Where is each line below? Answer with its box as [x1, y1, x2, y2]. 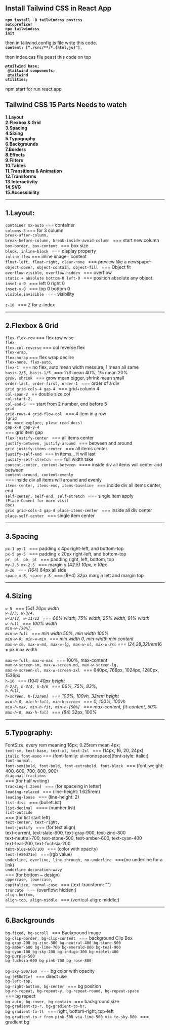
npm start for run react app [5, 86, 62, 92]
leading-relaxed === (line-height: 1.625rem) [5, 788, 100, 795]
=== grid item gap [5, 429, 43, 435]
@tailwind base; [5, 63, 39, 69]
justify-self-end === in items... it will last [5, 451, 96, 457]
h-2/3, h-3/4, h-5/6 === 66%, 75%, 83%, [5, 683, 98, 689]
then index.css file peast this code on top [5, 54, 92, 60]
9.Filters [5, 157, 24, 163]
